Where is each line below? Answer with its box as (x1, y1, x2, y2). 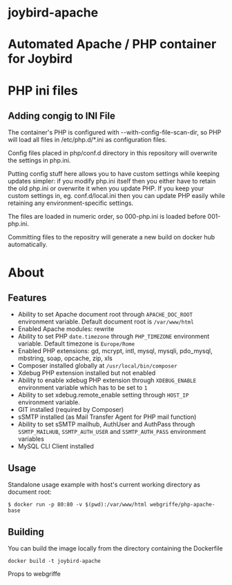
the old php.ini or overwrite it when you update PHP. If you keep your (8, 184, 204, 192)
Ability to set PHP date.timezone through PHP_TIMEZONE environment (17, 333, 210, 341)
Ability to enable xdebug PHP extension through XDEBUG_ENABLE (17, 376, 197, 384)
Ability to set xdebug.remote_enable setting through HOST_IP (17, 391, 189, 399)
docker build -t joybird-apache (8, 557, 101, 564)
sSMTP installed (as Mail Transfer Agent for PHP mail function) (17, 413, 197, 422)
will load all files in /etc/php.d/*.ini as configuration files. (8, 136, 167, 144)
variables (17, 435, 44, 443)
